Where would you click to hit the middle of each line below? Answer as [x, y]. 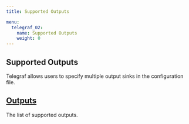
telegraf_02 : [27, 27]
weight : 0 [29, 39]
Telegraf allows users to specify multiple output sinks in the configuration [95, 76]
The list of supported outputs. [42, 115]
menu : [13, 22]
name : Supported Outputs [47, 33]
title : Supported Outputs [38, 11]
